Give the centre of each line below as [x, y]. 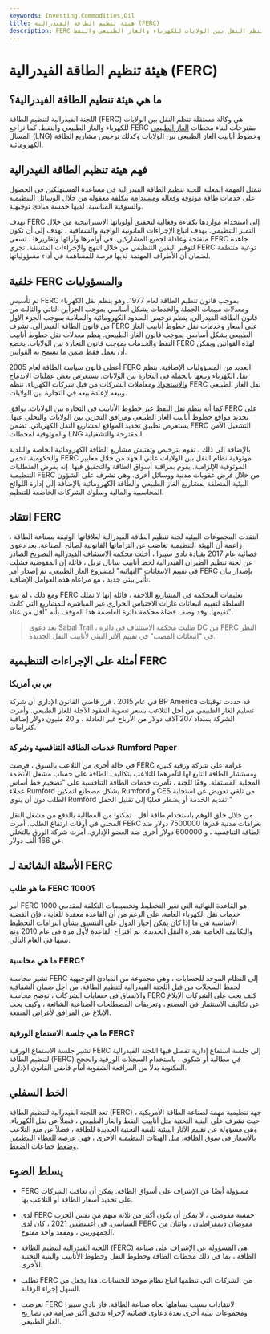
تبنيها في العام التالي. [40, 940]
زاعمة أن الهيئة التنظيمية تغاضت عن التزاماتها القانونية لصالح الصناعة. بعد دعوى [126, 545]
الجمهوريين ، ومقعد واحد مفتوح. [67, 1231]
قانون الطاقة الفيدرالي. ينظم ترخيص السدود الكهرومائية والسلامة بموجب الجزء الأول [133, 317]
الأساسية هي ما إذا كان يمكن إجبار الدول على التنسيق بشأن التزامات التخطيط [123, 922]
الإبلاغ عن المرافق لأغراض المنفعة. [60, 1012]
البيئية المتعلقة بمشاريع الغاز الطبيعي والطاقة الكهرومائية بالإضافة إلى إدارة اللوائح [129, 483]
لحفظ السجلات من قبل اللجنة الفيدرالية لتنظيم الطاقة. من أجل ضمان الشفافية [125, 987]
